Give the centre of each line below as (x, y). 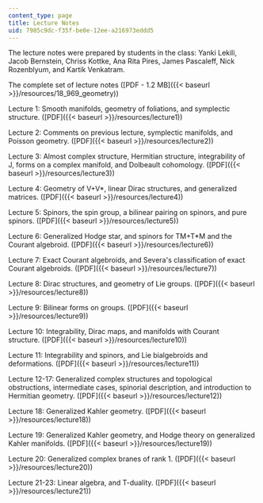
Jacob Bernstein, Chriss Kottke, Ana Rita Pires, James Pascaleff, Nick (122, 61)
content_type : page (40, 15)
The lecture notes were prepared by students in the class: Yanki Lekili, (123, 53)
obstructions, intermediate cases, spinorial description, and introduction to (130, 388)
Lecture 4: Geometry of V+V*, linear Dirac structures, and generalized (123, 189)
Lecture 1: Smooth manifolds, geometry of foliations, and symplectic (119, 109)
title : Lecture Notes (44, 23)
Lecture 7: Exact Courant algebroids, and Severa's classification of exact (127, 260)
